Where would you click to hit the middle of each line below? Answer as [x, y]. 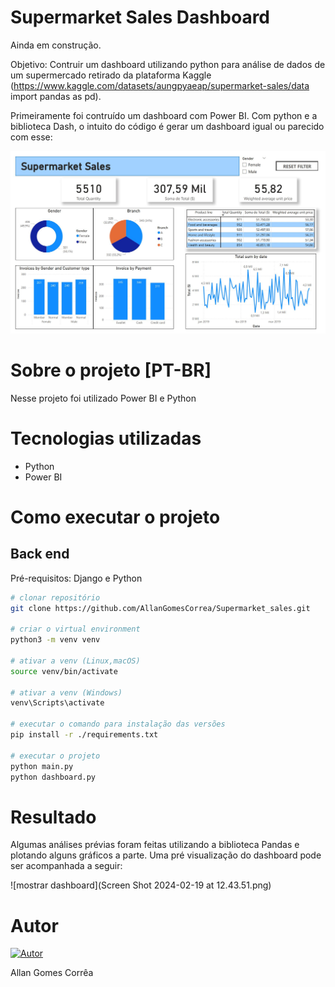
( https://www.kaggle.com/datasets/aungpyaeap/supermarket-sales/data [160, 85]
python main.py [42, 766]
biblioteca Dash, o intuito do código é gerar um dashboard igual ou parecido [167, 126]
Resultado [53, 817]
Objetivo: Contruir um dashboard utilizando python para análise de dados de [168, 64]
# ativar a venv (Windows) [66, 692]
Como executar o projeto [115, 517]
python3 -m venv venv [55, 640]
